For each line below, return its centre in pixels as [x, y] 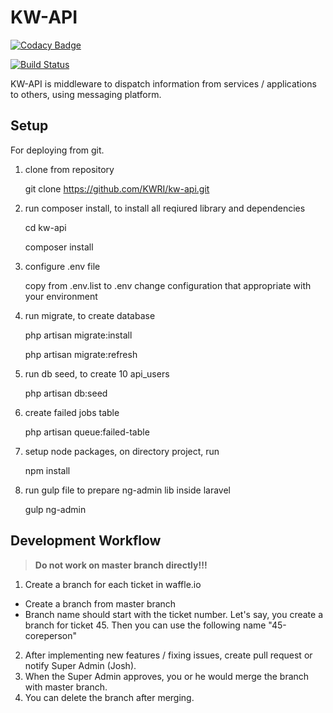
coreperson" [50, 635]
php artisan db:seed [66, 393]
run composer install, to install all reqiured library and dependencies [165, 208]
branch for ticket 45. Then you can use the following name [145, 625]
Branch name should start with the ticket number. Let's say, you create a [174, 614]
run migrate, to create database [90, 315]
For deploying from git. [57, 150]
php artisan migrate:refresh [81, 354]
